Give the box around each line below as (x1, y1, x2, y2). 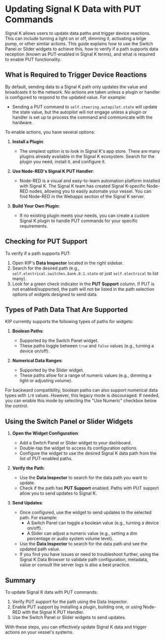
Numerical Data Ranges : (12, 358, 63, 364)
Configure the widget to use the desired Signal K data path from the (19, 450, 157, 456)
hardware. (12, 119, 33, 125)
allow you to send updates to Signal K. (19, 490, 97, 496)
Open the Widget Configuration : (12, 430, 80, 437)
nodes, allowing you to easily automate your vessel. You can (29, 188, 151, 194)
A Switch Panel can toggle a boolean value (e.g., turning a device (27, 520, 159, 526)
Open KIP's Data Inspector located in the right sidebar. (12, 260, 124, 266)
